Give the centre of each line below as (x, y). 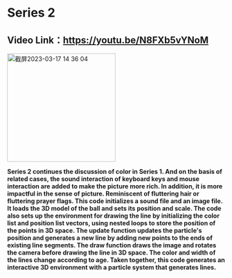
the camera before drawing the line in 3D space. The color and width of (111, 252)
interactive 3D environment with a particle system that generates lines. (112, 267)
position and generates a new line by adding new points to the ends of (110, 238)
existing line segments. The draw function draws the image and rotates (112, 245)
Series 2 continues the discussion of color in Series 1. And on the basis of (115, 172)
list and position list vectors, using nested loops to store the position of (111, 223)
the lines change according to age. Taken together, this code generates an (116, 260)
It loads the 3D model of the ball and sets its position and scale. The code (114, 208)
